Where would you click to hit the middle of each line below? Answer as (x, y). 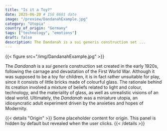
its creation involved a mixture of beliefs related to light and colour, (74, 87)
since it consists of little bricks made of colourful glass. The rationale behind (83, 82)
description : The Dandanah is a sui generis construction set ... (76, 42)
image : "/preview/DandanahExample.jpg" (47, 19)
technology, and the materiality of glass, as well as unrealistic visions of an (82, 92)
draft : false (19, 38)
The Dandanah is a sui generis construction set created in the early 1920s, (82, 66)
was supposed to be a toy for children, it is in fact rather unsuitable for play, (83, 76)
